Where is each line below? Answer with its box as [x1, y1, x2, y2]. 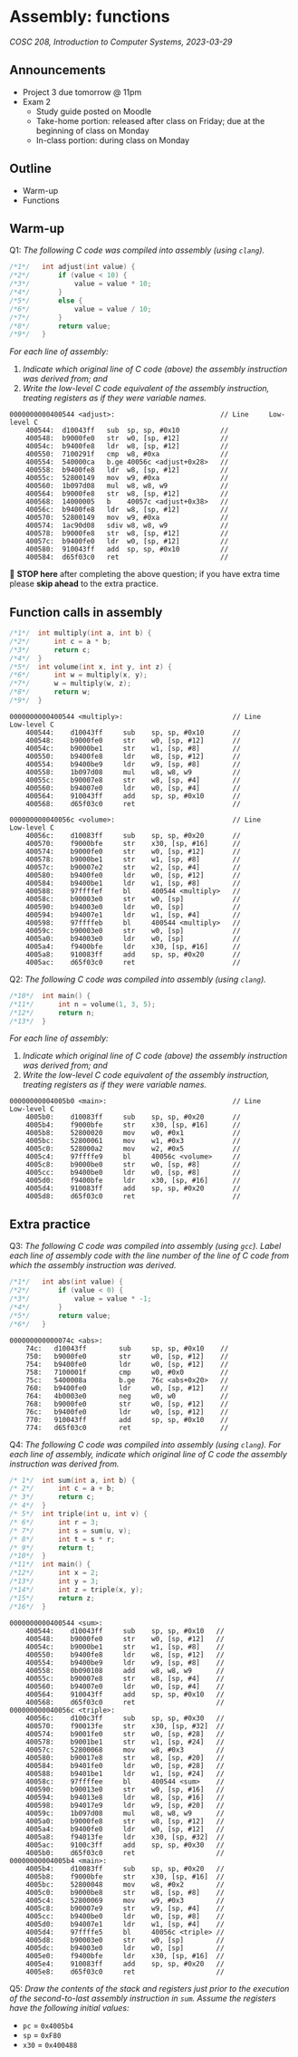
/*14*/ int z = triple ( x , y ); [9, 1585, 144, 1594]
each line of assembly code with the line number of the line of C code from [9, 1250, 290, 1261]
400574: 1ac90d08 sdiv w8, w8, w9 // [25, 521, 229, 531]
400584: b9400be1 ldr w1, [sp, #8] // [25, 879, 242, 888]
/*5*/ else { [9, 296, 83, 305]
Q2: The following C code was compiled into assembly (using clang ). [9, 974, 267, 985]
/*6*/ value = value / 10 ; [9, 304, 152, 313]
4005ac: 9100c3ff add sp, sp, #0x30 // [25, 1841, 225, 1850]
